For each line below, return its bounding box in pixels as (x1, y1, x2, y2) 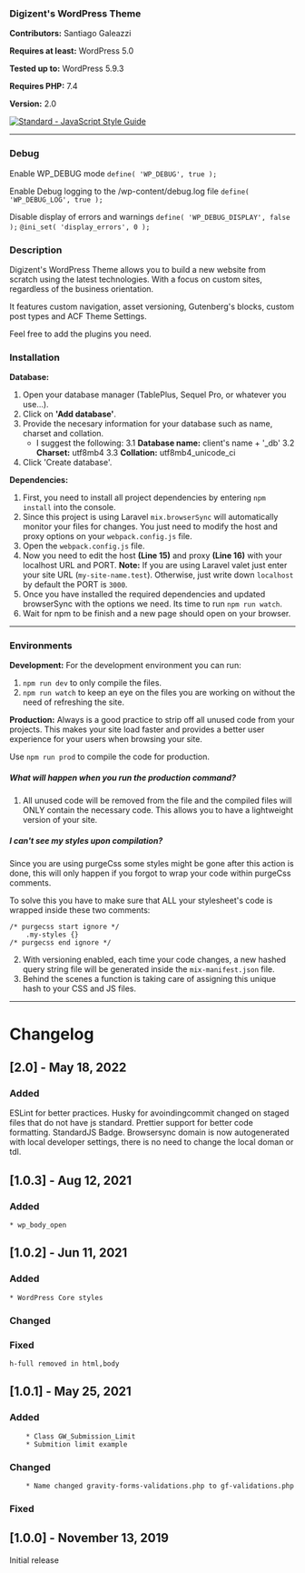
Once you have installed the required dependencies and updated (22, 589, 266, 600)
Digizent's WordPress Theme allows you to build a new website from (9, 264, 266, 275)
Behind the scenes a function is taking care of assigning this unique (22, 974, 277, 985)
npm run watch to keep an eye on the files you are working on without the (22, 687, 296, 698)
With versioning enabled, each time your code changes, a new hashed (22, 954, 287, 966)
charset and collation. (22, 428, 104, 439)
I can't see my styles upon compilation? (9, 836, 163, 847)
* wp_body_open (9, 1220, 67, 1229)
